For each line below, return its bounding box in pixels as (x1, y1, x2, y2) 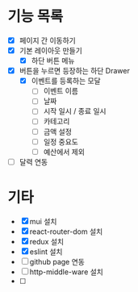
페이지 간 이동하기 (19, 35, 76, 45)
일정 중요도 (43, 136, 78, 146)
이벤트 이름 (43, 86, 78, 96)
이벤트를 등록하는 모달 (31, 76, 102, 86)
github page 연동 (29, 257, 86, 266)
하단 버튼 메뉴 (31, 56, 75, 65)
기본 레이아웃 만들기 (19, 46, 82, 55)
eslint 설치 (29, 247, 63, 257)
